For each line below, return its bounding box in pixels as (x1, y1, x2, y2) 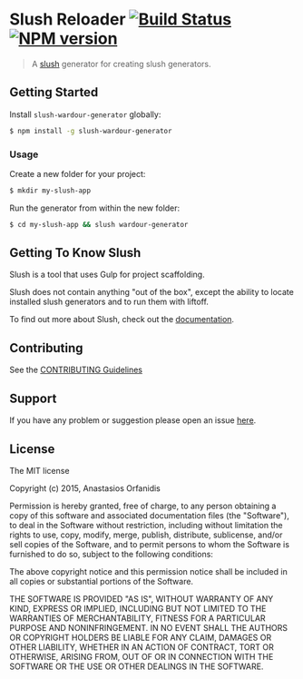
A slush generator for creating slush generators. (31, 58, 211, 69)
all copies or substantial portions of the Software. (9, 576, 193, 586)
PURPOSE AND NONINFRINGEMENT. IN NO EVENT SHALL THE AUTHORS (9, 622, 288, 633)
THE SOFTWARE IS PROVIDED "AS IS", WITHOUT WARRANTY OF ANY (9, 593, 274, 604)
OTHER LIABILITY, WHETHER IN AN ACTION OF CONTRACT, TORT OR (9, 641, 274, 653)
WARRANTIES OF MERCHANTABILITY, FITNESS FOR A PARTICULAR (9, 613, 266, 624)
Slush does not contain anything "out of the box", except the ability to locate (9, 287, 295, 298)
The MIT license (9, 465, 70, 476)
